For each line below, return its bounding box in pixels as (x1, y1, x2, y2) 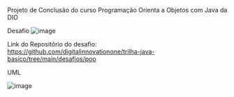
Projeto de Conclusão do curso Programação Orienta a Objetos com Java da (7, 6, 228, 14)
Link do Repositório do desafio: (7, 40, 97, 48)
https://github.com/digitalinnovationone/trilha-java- (7, 48, 155, 55)
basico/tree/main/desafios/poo (7, 55, 96, 63)
